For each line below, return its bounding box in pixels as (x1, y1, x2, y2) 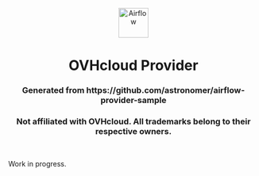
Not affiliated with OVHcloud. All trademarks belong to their (16, 116, 251, 127)
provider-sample (100, 95, 167, 106)
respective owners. (95, 126, 172, 137)
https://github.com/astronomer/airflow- (86, 85, 245, 96)
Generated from (21, 85, 85, 96)
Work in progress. (8, 159, 67, 169)
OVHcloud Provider (68, 56, 199, 75)
